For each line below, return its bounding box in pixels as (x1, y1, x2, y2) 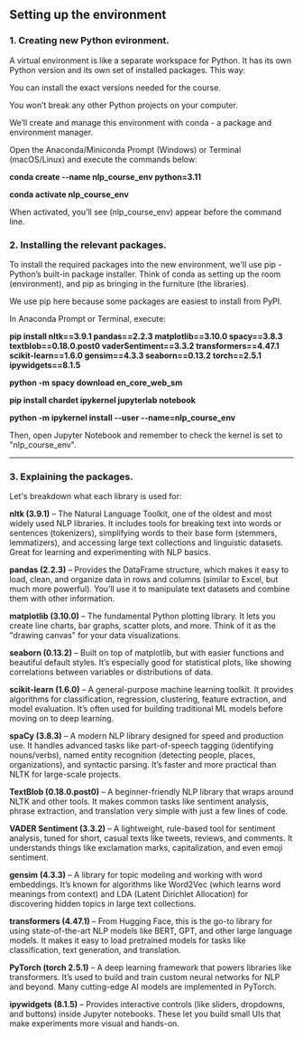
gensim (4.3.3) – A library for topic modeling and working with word (9, 870, 263, 881)
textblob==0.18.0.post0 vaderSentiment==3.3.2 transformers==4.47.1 (9, 340, 280, 351)
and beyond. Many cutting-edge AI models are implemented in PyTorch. (9, 981, 277, 993)
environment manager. (9, 127, 93, 137)
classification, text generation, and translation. (9, 945, 182, 956)
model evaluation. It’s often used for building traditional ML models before (9, 703, 284, 714)
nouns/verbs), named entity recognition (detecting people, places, (9, 750, 256, 760)
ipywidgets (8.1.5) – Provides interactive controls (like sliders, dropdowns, (9, 999, 286, 1010)
